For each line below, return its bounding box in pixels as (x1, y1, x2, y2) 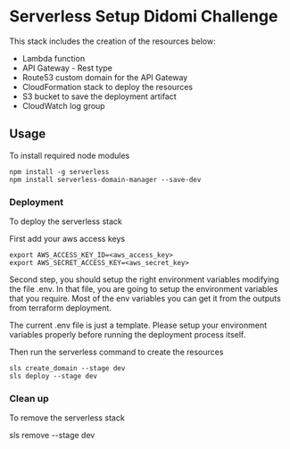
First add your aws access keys (9, 234, 126, 245)
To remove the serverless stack (9, 412, 125, 423)
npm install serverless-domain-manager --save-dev (9, 175, 202, 184)
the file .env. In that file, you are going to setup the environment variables (9, 284, 278, 295)
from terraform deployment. (9, 303, 112, 313)
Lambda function (21, 53, 86, 63)
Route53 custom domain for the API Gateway (21, 71, 188, 82)
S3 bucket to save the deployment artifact (21, 91, 177, 102)
